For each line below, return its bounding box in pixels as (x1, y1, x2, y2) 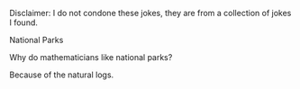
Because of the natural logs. (9, 69, 114, 80)
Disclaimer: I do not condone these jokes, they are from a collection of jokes (9, 8, 292, 18)
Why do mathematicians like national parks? (9, 52, 173, 62)
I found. (9, 17, 39, 28)
